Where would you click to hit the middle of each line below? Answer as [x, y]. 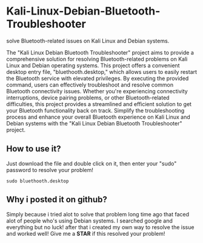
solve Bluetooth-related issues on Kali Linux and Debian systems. [88, 41]
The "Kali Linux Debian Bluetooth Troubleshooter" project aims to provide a [100, 52]
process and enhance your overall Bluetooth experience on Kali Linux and [98, 117]
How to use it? [34, 149]
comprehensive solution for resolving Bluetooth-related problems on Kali [97, 59]
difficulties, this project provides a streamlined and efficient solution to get [99, 104]
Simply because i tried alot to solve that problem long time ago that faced [98, 214]
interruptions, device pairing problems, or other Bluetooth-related [88, 98]
